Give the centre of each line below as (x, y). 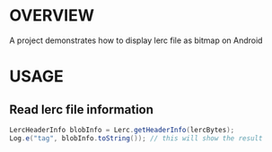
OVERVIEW (52, 16)
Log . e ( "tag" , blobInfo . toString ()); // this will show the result (136, 138)
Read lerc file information (82, 110)
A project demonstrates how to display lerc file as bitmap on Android (136, 40)
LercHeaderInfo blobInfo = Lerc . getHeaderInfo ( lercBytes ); (122, 130)
